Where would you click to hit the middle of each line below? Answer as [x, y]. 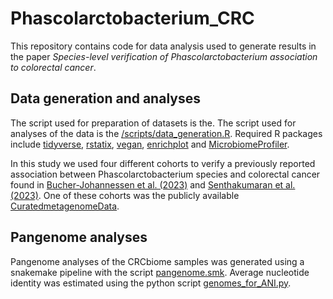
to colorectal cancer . [53, 67]
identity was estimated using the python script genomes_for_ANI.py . [151, 283]
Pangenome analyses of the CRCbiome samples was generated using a [157, 261]
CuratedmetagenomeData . [65, 206]
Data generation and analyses [105, 98]
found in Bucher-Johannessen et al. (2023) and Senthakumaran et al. [153, 184]
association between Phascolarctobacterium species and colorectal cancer [165, 174]
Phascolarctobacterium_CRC [132, 18]
